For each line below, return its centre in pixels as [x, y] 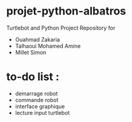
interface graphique [40, 106]
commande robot [37, 100]
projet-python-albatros [66, 11]
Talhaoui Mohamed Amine [48, 46]
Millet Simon [31, 52]
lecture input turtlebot [42, 112]
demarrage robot [36, 93]
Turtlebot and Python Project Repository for [61, 28]
